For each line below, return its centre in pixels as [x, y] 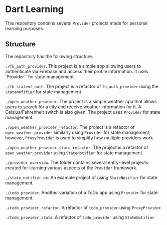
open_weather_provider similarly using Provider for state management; [78, 132]
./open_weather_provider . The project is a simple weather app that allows [81, 101]
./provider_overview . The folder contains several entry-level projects [77, 162]
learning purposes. [25, 28]
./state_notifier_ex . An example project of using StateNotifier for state [81, 177]
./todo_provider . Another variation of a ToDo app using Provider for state [81, 192]
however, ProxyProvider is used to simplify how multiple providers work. [80, 138]
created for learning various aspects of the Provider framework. [71, 168]
